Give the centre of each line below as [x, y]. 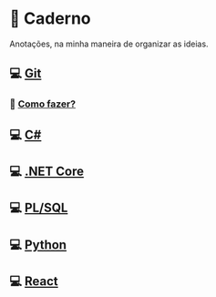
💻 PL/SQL [39, 208]
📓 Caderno [50, 19]
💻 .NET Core [47, 172]
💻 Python [38, 245]
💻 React [34, 282]
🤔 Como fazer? [42, 104]
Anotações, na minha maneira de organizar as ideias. [109, 44]
